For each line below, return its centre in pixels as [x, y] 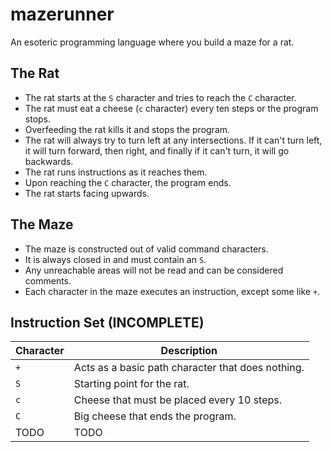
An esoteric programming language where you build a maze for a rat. [152, 42]
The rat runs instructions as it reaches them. [116, 172]
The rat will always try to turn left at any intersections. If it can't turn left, [173, 140]
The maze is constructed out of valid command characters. [146, 249]
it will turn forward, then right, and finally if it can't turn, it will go [157, 150]
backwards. [49, 161]
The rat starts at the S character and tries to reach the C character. [160, 97]
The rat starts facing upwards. [87, 193]
